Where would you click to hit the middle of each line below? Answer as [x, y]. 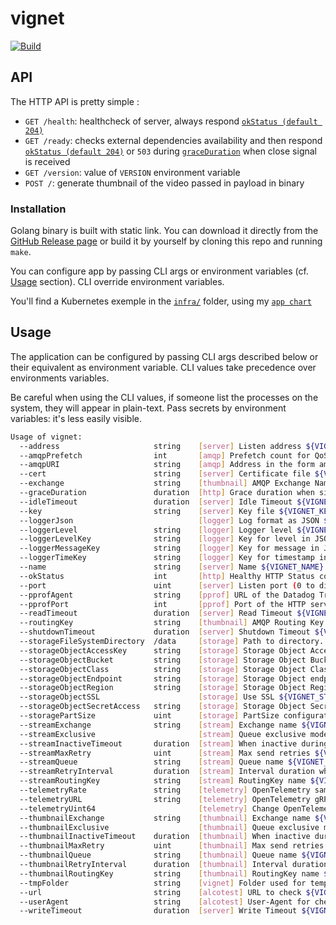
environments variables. [60, 378]
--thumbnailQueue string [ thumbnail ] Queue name [158, 855]
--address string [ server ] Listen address [160, 446]
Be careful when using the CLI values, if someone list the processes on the [164, 397]
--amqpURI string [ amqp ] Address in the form [167, 465]
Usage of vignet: [46, 437]
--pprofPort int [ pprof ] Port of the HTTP [163, 604]
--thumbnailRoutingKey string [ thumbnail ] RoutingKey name [169, 873]
